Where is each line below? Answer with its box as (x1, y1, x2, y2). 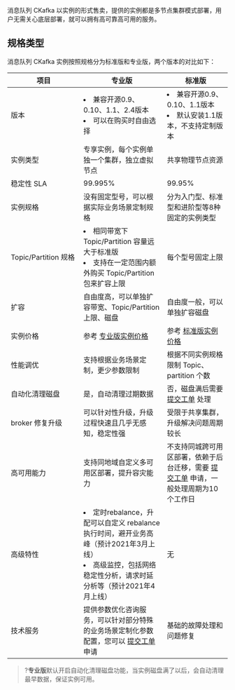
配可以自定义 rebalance (83, 517, 161, 527)
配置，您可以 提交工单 (83, 636, 156, 646)
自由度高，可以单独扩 (83, 292, 154, 302)
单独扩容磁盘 (166, 307, 210, 317)
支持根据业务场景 (83, 355, 140, 365)
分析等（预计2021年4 (83, 581, 155, 590)
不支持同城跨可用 (166, 441, 224, 451)
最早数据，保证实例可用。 (24, 675, 99, 683)
